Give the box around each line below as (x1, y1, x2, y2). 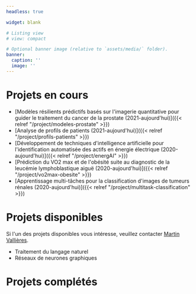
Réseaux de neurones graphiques (14, 254, 98, 261)
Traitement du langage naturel (14, 248, 89, 255)
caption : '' (11, 57, 41, 63)
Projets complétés (6, 275, 98, 288)
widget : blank (6, 19, 41, 25)
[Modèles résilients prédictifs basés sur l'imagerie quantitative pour (14, 108, 179, 115)
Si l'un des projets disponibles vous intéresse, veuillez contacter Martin (6, 230, 180, 237)
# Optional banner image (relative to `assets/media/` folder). (6, 46, 168, 52)
